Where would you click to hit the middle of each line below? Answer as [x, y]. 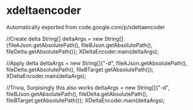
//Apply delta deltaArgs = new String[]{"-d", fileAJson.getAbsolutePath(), [97, 63]
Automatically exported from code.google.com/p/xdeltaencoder [86, 27]
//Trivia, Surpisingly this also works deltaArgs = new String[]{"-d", [88, 87]
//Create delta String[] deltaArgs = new [55, 38]
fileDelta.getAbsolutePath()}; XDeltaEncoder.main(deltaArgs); [82, 51]
